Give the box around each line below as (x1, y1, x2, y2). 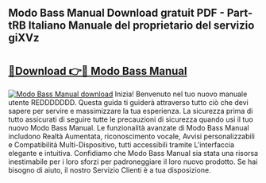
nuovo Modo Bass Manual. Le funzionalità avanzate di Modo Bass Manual (8, 123, 249, 132)
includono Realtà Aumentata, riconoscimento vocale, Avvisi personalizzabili (8, 131, 256, 141)
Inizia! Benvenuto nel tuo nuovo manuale (114, 89, 248, 99)
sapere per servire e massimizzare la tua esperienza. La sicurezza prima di (8, 107, 253, 115)
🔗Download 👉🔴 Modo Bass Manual (8, 64, 187, 78)
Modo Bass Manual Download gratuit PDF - (8, 6, 225, 20)
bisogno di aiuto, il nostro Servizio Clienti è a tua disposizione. (8, 165, 212, 174)
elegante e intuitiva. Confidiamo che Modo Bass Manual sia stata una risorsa (8, 149, 259, 158)
